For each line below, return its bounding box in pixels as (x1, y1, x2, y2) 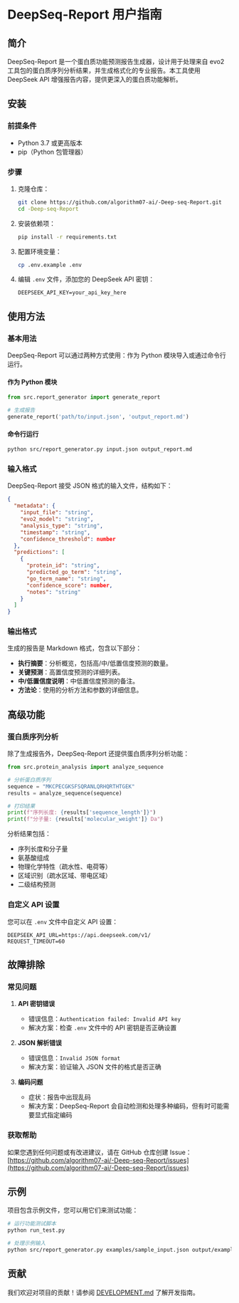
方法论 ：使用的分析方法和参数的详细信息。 (17, 686, 143, 694)
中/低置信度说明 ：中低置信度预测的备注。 (17, 677, 139, 686)
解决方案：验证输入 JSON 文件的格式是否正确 (28, 1062, 161, 1072)
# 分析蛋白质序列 (7, 776, 51, 783)
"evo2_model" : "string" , (20, 516, 94, 523)
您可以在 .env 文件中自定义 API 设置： (7, 917, 119, 926)
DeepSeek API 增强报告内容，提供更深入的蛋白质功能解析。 (7, 75, 183, 83)
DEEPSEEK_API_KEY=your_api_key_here (17, 289, 127, 296)
